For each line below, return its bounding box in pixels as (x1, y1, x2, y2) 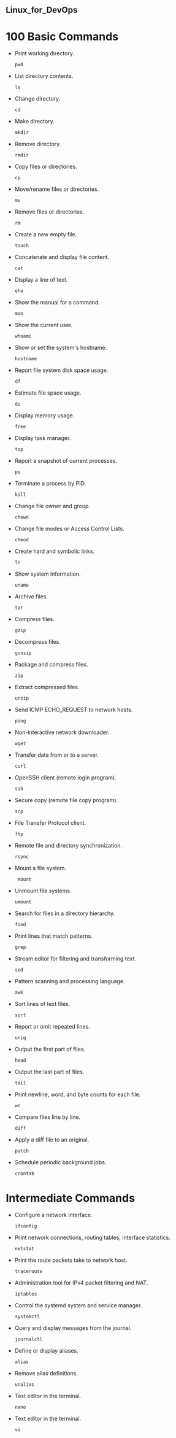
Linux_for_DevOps (6, 5, 78, 15)
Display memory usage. (14, 412, 75, 419)
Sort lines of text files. (14, 1000, 71, 1008)
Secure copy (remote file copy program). (14, 797, 118, 804)
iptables (14, 1291, 37, 1297)
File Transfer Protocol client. (14, 819, 86, 827)
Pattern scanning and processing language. (14, 978, 125, 985)
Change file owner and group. (14, 503, 90, 510)
